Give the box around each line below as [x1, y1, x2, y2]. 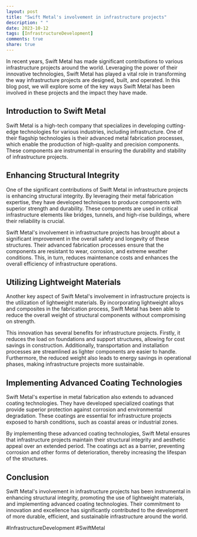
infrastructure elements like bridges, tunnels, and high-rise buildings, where [6, 211, 190, 218]
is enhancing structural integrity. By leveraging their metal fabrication [6, 192, 173, 199]
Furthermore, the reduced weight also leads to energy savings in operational [6, 355, 192, 362]
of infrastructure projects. [6, 153, 69, 160]
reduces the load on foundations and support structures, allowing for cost [6, 336, 185, 343]
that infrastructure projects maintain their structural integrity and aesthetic [6, 436, 186, 443]
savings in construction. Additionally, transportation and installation [6, 342, 169, 349]
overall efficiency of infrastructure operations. [6, 260, 118, 267]
